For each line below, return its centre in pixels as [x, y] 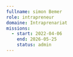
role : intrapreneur [30, 17]
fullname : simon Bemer [34, 12]
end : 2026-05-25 [37, 39]
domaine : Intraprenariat [37, 23]
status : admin [34, 45]
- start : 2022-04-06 [37, 34]
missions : [18, 28]
